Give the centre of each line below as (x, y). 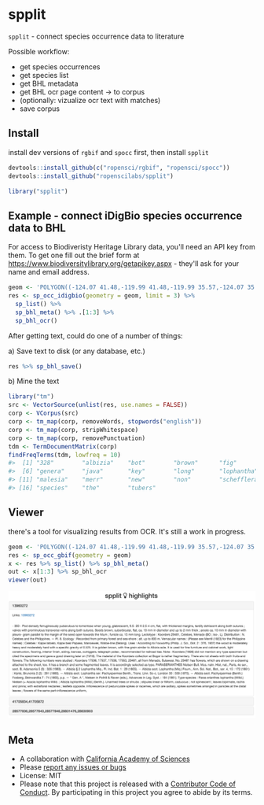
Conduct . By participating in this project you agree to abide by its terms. (136, 792)
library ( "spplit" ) (38, 191)
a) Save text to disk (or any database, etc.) (77, 351)
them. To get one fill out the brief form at (74, 255)
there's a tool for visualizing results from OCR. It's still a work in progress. (127, 531)
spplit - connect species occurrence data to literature (96, 36)
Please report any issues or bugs (73, 767)
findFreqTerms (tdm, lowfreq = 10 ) (65, 455)
